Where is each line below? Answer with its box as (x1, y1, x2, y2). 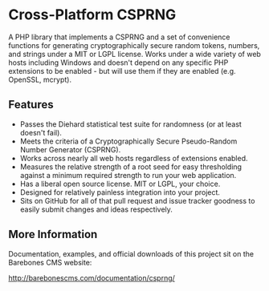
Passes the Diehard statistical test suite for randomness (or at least (19, 119, 243, 129)
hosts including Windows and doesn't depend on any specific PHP (8, 58, 229, 67)
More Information (8, 228, 98, 241)
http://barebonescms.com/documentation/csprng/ (8, 273, 175, 282)
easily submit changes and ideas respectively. (19, 204, 173, 214)
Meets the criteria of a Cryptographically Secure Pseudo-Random (19, 136, 238, 146)
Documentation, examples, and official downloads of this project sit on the (8, 249, 255, 258)
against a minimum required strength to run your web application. (19, 170, 237, 180)
